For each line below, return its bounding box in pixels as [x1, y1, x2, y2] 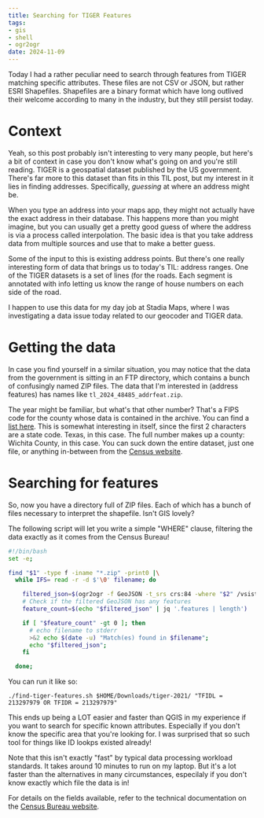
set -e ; [8, 555, 34, 562]
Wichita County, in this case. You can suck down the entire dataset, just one [8, 438, 255, 448]
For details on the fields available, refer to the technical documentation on [8, 794, 247, 803]
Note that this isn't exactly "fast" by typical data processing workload [8, 753, 233, 763]
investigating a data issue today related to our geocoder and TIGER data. [8, 311, 244, 320]
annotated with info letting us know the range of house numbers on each [8, 278, 244, 288]
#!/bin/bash [8, 547, 47, 555]
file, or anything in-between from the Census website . [8, 446, 183, 456]
